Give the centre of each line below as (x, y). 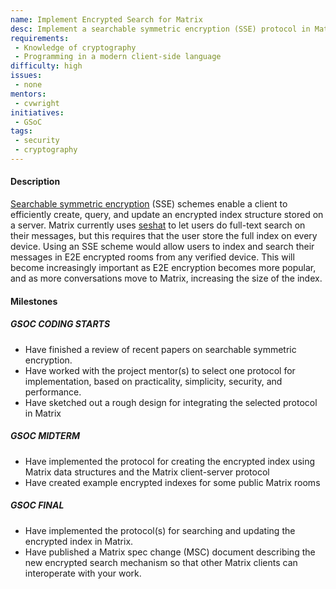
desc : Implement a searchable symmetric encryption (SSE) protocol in (160, 29)
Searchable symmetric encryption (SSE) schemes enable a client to (149, 204)
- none (28, 85)
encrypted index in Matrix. (79, 541)
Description (35, 182)
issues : (26, 76)
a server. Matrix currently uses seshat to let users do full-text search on (158, 225)
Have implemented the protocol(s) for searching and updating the (160, 530)
